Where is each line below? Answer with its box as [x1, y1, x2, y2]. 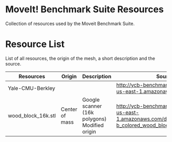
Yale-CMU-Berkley [8, 84, 55, 91]
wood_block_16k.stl [8, 112, 56, 119]
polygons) [82, 115, 106, 122]
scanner [82, 102, 102, 109]
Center [60, 106, 78, 113]
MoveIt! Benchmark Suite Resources [5, 4, 164, 15]
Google [82, 96, 100, 103]
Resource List [5, 38, 65, 50]
